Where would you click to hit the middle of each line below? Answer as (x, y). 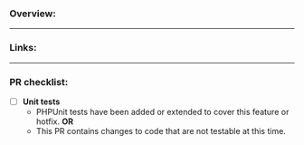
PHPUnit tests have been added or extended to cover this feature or (162, 111)
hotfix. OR (55, 121)
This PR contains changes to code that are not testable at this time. (161, 130)
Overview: (33, 14)
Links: (23, 48)
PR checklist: (39, 82)
